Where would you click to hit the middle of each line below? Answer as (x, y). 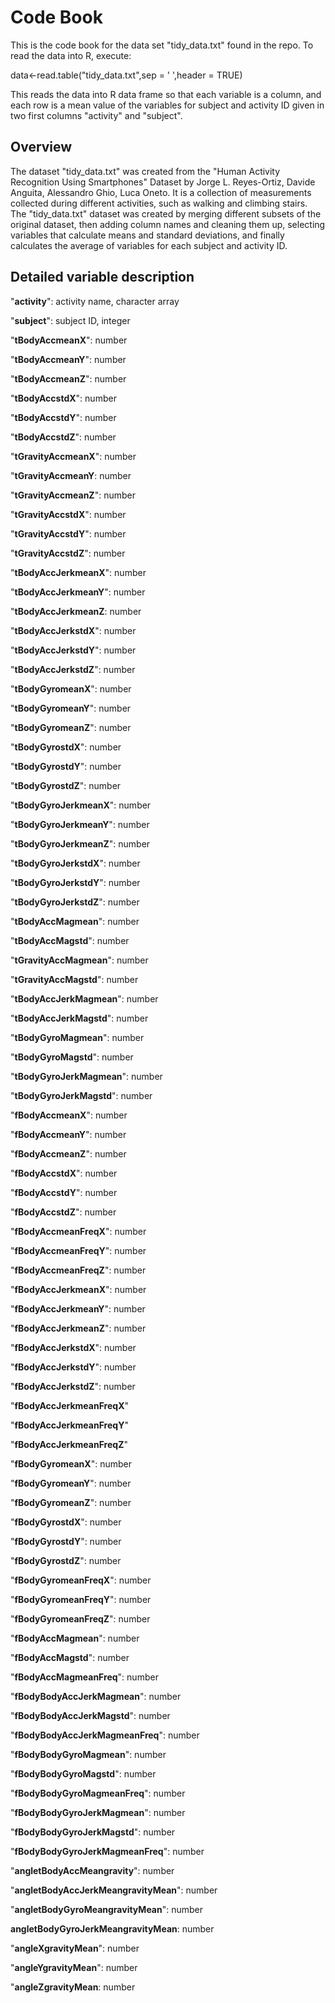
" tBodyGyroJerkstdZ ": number (75, 902)
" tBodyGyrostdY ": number (66, 766)
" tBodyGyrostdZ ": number (66, 785)
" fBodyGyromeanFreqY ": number (81, 1599)
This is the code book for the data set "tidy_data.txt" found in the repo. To (162, 45)
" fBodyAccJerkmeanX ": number (78, 1289)
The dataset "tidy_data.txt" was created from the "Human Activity (145, 171)
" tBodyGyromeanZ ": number (71, 727)
